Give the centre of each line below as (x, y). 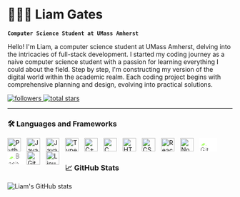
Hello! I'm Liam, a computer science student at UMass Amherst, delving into (119, 46)
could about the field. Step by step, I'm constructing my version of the (110, 69)
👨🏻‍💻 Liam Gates (55, 15)
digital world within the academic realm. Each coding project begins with (114, 77)
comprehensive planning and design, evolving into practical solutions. (110, 84)
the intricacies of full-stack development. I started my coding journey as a (116, 54)
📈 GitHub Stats (92, 168)
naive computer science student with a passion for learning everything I (113, 62)
